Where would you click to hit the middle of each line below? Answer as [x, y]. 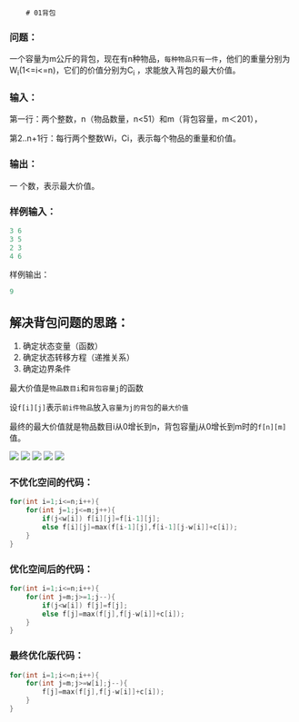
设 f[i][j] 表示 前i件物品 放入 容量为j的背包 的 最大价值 [99, 408]
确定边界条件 [46, 369]
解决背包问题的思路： [69, 322]
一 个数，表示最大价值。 [55, 185]
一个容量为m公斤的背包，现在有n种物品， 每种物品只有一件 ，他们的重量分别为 [150, 59]
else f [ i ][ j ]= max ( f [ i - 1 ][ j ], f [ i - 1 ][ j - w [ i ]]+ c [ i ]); [140, 528]
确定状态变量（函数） [62, 346]
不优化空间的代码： [51, 482]
